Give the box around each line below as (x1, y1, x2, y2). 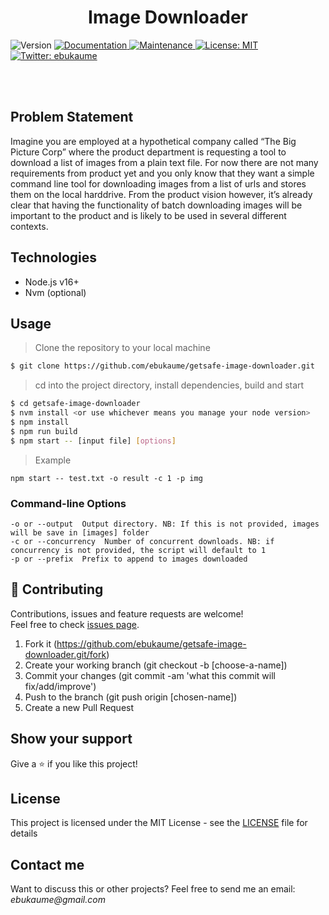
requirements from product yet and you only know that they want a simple (10, 167, 315, 179)
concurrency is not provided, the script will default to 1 (10, 545, 267, 555)
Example (34, 454, 72, 466)
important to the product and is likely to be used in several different (10, 209, 287, 221)
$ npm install (10, 417, 70, 427)
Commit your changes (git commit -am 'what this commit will (24, 669, 276, 681)
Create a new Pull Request (24, 701, 135, 713)
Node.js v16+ (24, 276, 80, 288)
